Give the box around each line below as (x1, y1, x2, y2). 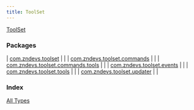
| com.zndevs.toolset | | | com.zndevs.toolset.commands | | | (6, 54, 160, 62)
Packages (6, 41, 37, 50)
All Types (6, 97, 30, 105)
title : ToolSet (6, 9, 45, 15)
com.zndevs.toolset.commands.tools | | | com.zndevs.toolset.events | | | (6, 61, 188, 68)
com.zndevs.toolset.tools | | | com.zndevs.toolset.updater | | (6, 68, 159, 75)
